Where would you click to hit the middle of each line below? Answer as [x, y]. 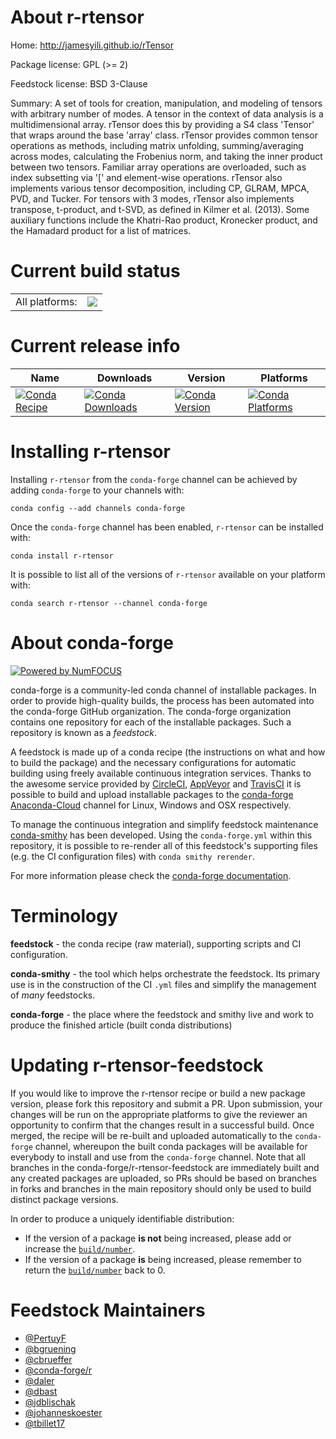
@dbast [41, 1391]
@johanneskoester [63, 1412]
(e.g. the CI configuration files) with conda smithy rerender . [132, 856]
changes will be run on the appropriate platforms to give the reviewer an [159, 1114]
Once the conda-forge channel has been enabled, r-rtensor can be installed [167, 527]
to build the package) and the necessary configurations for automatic [153, 762]
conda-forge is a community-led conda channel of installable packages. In [163, 690]
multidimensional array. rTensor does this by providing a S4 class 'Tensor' [162, 124]
